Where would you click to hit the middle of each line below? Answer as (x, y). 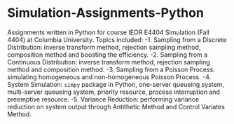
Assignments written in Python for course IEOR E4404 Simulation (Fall (109, 32)
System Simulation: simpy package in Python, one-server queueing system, (116, 84)
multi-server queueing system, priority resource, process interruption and (114, 92)
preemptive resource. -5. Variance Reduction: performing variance (103, 99)
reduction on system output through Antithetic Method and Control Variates (116, 106)
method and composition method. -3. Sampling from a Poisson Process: (111, 69)
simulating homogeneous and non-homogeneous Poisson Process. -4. (109, 77)
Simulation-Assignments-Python (106, 13)
